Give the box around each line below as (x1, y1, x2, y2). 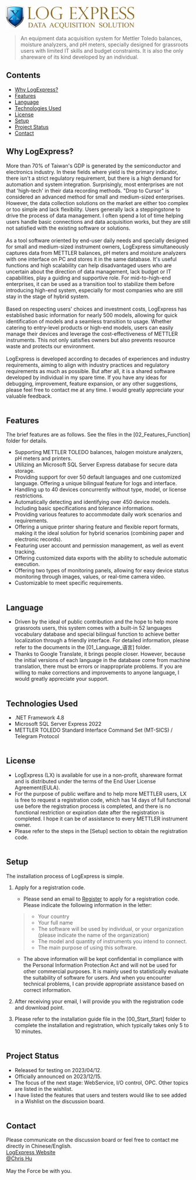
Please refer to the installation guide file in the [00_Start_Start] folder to (14, 1015, 186, 1022)
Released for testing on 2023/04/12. (14, 1066, 102, 1073)
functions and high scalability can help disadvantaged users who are (6, 261, 172, 269)
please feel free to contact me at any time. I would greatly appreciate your (6, 386, 184, 393)
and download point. (14, 1004, 64, 1011)
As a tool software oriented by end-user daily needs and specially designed (6, 237, 188, 244)
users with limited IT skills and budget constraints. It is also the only (20, 47, 184, 54)
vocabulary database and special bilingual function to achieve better (14, 630, 180, 638)
